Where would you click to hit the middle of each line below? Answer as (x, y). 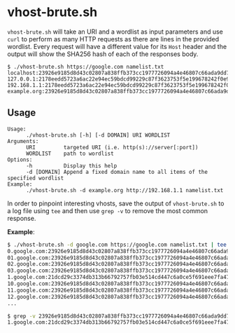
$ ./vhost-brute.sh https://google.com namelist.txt (86, 67)
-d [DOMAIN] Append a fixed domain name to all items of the (117, 172)
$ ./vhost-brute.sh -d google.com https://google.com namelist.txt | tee (117, 245)
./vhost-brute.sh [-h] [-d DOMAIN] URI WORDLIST (98, 135)
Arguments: (23, 141)
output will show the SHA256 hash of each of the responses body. (103, 54)
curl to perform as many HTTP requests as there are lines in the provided (113, 39)
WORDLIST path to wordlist (70, 154)
